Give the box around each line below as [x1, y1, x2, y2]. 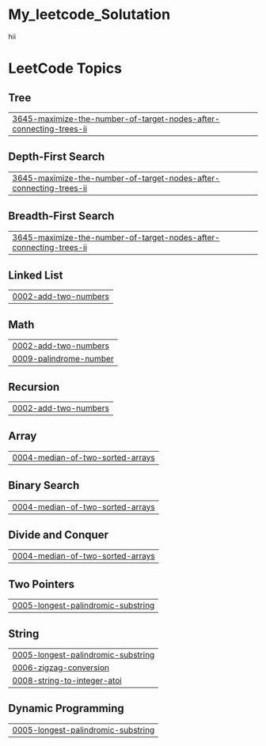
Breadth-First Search [8, 210, 115, 223]
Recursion [8, 380, 60, 393]
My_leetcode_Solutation [8, 6, 171, 24]
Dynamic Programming [8, 702, 124, 715]
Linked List [8, 268, 63, 282]
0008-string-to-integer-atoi [12, 675, 123, 686]
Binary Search [8, 479, 80, 492]
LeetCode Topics [8, 59, 123, 78]
